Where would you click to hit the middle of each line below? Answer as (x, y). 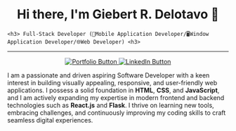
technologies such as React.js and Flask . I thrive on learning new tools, (111, 105)
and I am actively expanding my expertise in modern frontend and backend (116, 97)
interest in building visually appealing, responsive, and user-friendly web (112, 82)
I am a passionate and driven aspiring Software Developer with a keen (109, 75)
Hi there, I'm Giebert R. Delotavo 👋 (118, 14)
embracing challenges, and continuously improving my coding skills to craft (117, 113)
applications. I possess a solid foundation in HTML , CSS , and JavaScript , (113, 90)
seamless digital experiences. (50, 120)
